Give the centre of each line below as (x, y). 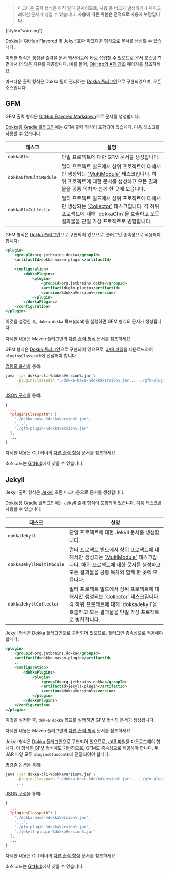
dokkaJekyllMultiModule (36, 564)
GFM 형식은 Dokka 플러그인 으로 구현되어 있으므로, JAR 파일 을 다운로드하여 (79, 349)
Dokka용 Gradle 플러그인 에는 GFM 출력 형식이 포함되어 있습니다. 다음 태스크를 (82, 127)
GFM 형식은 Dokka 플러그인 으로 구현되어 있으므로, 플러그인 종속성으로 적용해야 (83, 234)
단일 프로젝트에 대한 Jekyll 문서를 (107, 532)
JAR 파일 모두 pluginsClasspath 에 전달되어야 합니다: (58, 754)
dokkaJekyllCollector (33, 604)
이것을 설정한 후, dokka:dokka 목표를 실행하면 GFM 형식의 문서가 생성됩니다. (80, 720)
